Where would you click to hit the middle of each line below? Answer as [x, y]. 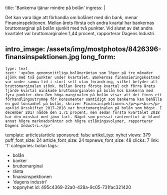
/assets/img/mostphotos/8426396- [104, 49]
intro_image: [25, 49]
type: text [16, 68]
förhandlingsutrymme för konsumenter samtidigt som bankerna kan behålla [84, 99]
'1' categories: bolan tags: [32, 145]
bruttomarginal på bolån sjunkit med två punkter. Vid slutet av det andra [79, 28]
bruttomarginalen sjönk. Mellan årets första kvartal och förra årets [80, 86]
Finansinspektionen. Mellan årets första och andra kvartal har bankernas [80, 23]
